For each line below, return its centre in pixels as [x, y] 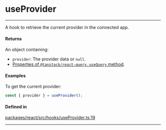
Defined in [16, 106]
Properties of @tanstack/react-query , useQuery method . [68, 65]
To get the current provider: [33, 87]
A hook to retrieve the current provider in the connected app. [67, 27]
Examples [16, 75]
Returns [14, 38]
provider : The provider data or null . [49, 59]
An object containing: [27, 50]
